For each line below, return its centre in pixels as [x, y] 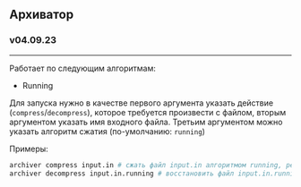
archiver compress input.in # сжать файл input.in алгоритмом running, [146, 165]
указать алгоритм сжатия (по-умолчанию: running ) [107, 131]
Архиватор [42, 15]
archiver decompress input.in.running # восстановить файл [122, 174]
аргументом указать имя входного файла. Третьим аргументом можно [146, 122]
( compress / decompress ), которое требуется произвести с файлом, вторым [148, 112]
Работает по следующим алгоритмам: [83, 68]
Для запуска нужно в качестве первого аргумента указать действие [142, 103]
